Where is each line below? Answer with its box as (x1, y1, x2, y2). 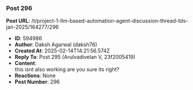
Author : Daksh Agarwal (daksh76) (14, 41, 98, 48)
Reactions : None (14, 72, 56, 79)
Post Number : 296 (14, 78, 60, 85)
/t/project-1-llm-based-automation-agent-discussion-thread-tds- (31, 18, 188, 25)
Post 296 (6, 4, 33, 12)
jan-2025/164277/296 (6, 23, 59, 30)
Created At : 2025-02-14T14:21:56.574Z (14, 47, 110, 54)
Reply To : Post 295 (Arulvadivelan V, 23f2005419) (14, 54, 136, 61)
